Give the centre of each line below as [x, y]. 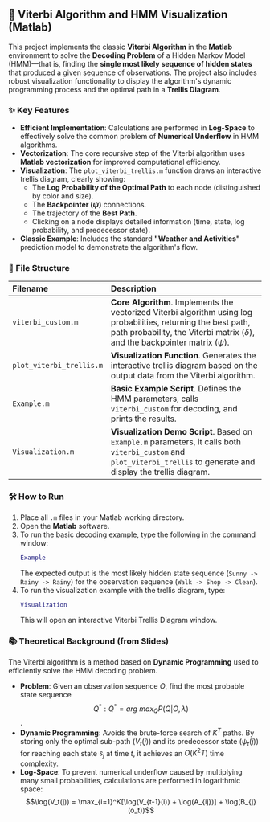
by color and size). [63, 196]
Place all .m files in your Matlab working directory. [102, 517]
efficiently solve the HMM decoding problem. [83, 670]
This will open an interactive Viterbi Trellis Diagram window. [119, 620]
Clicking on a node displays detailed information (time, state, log [138, 222]
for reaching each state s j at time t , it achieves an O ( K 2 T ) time [122, 753]
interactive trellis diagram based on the [185, 366]
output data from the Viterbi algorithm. [183, 376]
